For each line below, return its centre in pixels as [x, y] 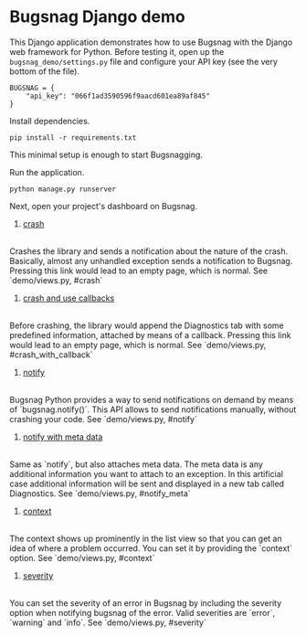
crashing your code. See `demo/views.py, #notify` [104, 419]
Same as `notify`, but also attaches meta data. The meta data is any [136, 464]
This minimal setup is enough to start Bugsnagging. [106, 154]
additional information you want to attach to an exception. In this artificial [146, 473]
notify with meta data [63, 437]
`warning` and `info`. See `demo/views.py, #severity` [108, 622]
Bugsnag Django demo [97, 17]
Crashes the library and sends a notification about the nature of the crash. [149, 251]
